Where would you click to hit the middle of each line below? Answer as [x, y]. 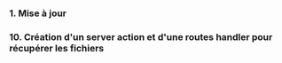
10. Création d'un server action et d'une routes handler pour [141, 36]
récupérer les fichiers [57, 48]
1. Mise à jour [38, 13]
